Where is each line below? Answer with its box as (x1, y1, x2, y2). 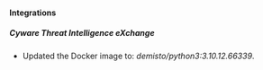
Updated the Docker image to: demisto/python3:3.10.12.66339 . (22, 50, 255, 61)
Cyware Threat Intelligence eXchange (9, 28, 155, 39)
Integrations (9, 7, 57, 18)
